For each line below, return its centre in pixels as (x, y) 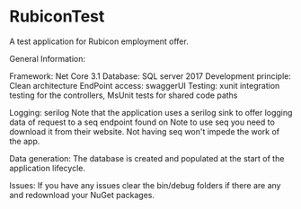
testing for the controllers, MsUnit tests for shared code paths (124, 95)
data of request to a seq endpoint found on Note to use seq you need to (142, 122)
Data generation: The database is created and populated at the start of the (147, 158)
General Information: (47, 58)
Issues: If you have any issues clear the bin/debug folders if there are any (145, 185)
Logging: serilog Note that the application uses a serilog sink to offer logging (151, 112)
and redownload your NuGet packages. (82, 195)
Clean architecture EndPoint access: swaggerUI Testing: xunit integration (145, 85)
